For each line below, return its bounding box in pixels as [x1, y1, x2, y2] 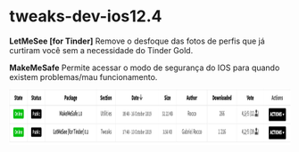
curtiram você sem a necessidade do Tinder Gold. [9, 44, 194, 55]
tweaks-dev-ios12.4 [9, 6, 162, 27]
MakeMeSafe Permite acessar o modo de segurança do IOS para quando [9, 62, 280, 73]
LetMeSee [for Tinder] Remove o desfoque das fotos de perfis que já [9, 36, 265, 46]
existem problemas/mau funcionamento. [9, 71, 158, 82]
